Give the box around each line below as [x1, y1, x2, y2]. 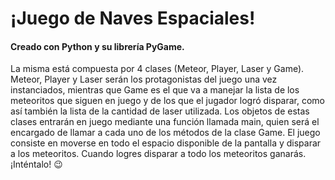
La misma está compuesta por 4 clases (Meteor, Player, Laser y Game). [10, 63, 305, 75]
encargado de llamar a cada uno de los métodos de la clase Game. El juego [10, 127, 321, 139]
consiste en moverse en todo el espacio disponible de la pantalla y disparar [10, 137, 322, 149]
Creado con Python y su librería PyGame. [10, 40, 185, 52]
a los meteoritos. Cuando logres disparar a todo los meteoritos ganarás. [10, 148, 307, 160]
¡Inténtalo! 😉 [10, 158, 63, 171]
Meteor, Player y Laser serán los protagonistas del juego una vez [10, 73, 278, 86]
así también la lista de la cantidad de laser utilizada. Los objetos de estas [10, 105, 310, 117]
